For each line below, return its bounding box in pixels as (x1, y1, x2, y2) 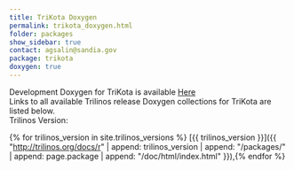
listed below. (9, 105, 56, 116)
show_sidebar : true (9, 37, 82, 47)
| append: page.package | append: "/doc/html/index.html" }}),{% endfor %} (9, 151, 286, 161)
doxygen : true (9, 63, 62, 72)
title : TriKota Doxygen (9, 12, 98, 22)
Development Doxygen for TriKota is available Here (9, 86, 196, 97)
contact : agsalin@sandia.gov (9, 46, 117, 55)
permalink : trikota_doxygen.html (9, 21, 133, 30)
